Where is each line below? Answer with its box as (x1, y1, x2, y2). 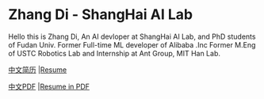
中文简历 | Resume (8, 65, 67, 74)
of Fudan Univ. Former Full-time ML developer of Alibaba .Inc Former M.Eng (8, 40, 256, 49)
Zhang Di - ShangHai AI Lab (8, 6, 193, 24)
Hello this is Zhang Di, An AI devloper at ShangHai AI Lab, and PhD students (8, 32, 256, 41)
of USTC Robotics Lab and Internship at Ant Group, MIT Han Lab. (8, 48, 220, 58)
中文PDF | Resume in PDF (8, 82, 90, 91)
